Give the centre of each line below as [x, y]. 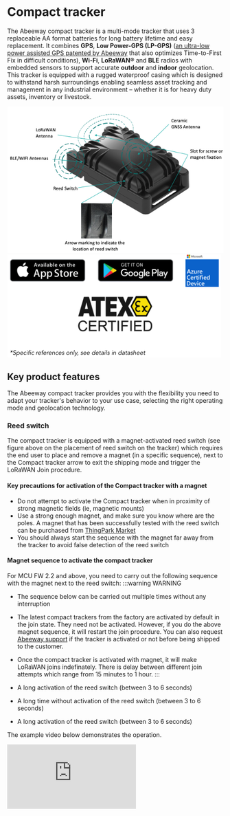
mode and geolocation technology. [56, 408]
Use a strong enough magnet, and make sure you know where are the [116, 516]
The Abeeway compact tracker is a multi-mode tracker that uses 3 [101, 31]
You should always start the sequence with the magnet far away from [115, 538]
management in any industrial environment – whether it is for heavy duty [109, 89]
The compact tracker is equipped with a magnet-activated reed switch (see [114, 441]
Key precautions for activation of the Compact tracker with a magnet [107, 485]
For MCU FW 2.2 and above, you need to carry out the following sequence [113, 575]
